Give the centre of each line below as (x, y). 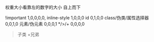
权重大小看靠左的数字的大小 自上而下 (43, 7)
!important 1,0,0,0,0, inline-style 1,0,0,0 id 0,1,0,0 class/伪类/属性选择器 (77, 18)
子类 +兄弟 (28, 34)
